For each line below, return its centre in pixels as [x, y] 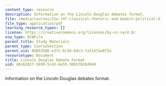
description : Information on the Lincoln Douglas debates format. [75, 14]
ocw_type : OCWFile [24, 37]
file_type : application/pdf [34, 23]
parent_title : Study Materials [37, 42]
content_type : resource [30, 10]
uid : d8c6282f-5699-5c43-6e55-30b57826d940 [51, 64]
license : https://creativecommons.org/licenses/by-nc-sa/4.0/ [70, 32]
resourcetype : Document [30, 55]
